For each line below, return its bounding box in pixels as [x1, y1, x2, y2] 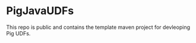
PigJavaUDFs [6, 4, 74, 18]
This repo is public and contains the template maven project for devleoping [6, 24, 191, 31]
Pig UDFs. [6, 29, 31, 37]
